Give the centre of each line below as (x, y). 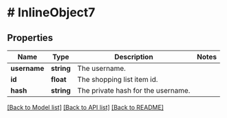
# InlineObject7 (51, 13)
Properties (30, 38)
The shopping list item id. (118, 79)
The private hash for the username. (134, 90)
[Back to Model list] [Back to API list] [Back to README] (85, 107)
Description (134, 57)
